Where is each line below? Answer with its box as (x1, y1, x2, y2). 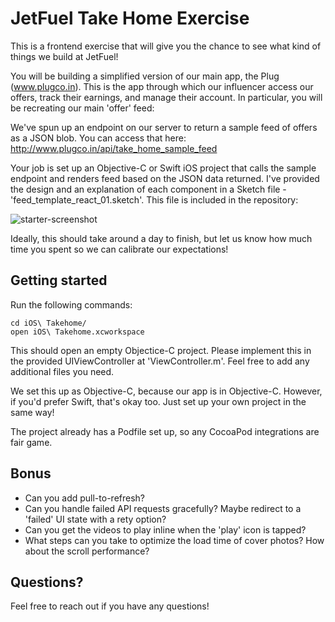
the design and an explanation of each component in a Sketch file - (10, 183, 287, 195)
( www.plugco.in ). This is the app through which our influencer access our (10, 80, 314, 92)
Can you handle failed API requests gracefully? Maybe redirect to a (24, 502, 302, 514)
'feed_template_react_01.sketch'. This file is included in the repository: (10, 193, 299, 206)
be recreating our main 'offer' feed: (10, 102, 155, 114)
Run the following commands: (10, 298, 133, 311)
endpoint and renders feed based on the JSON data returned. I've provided (10, 172, 320, 184)
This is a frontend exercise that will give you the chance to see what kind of (10, 40, 322, 52)
